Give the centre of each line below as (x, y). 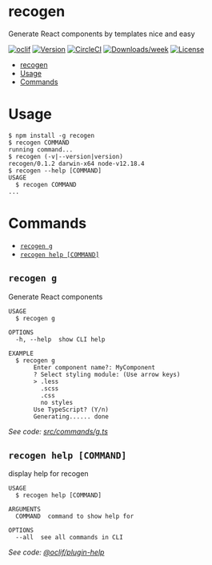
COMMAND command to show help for (75, 517)
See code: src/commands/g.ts (58, 431)
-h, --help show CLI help (60, 339)
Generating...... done (71, 416)
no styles (57, 402)
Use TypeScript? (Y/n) (71, 410)
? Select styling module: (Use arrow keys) (107, 374)
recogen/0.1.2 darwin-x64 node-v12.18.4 (77, 163)
